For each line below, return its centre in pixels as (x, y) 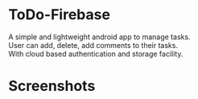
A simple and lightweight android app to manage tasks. (99, 37)
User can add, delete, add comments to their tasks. (93, 45)
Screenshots (52, 86)
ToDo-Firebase (60, 15)
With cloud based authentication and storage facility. (96, 53)
